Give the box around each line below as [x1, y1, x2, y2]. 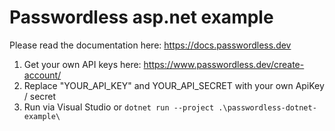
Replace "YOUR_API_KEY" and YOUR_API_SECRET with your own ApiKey [23, 79, 325, 91]
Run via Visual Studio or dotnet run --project [23, 101, 215, 113]
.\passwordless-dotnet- [218, 102, 317, 113]
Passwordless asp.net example [9, 6, 274, 29]
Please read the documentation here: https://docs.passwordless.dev [9, 39, 292, 51]
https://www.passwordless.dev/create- [143, 58, 305, 70]
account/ [23, 69, 62, 81]
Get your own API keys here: [23, 58, 142, 70]
